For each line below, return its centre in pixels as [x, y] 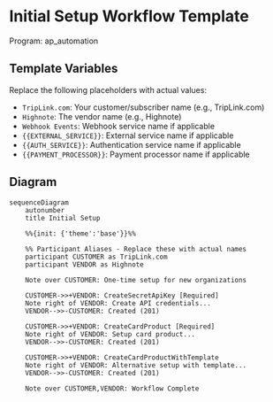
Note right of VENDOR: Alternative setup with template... [136, 365]
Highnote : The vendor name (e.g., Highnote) [102, 116]
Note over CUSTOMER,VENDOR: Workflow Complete [112, 388]
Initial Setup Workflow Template [129, 16]
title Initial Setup [63, 218]
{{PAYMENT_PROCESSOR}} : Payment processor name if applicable [136, 154]
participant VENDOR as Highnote [84, 264]
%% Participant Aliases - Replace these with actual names [136, 249]
